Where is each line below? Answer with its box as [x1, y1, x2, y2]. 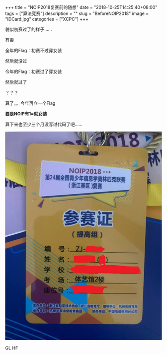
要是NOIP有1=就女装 [5, 111, 47, 117]
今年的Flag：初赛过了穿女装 [5, 69, 62, 74]
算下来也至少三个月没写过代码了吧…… [5, 121, 83, 127]
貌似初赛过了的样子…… [5, 26, 52, 32]
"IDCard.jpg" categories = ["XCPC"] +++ [5, 16, 88, 22]
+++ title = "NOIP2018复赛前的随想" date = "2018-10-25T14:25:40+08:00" [5, 4, 158, 10]
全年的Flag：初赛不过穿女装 [5, 48, 62, 53]
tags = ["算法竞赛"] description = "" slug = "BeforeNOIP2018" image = [5, 10, 149, 16]
